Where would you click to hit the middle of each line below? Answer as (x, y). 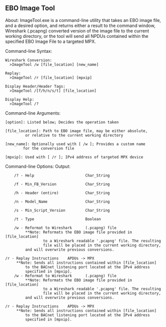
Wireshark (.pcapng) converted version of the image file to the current (77, 31)
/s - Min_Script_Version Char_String (62, 210)
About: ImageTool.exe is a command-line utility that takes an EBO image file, (83, 20)
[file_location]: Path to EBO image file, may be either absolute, (77, 131)
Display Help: (20, 99)
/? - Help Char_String (62, 175)
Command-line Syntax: (29, 51)
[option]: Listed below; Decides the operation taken (62, 122)
